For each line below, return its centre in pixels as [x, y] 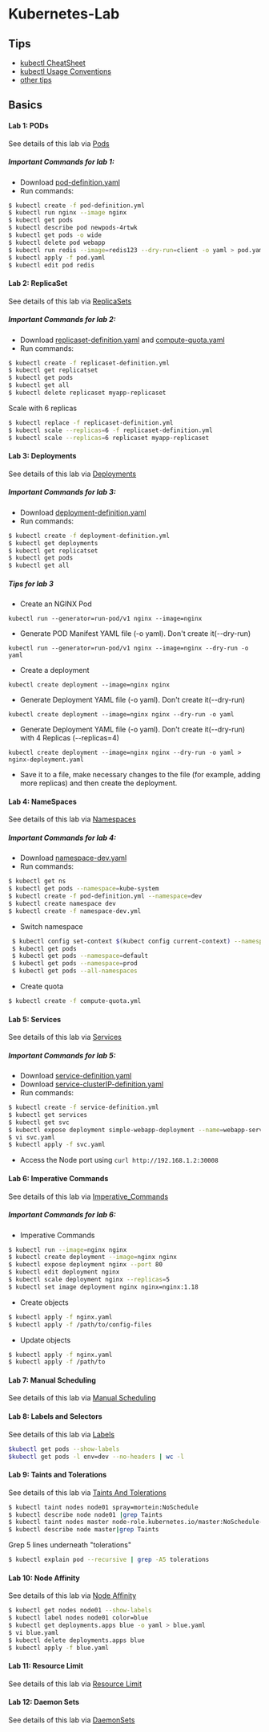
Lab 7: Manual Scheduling [52, 1380]
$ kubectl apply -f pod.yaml [57, 258]
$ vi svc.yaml [32, 1137]
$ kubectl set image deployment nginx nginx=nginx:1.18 [103, 1287]
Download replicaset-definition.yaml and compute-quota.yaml [122, 340]
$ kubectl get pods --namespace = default [80, 956]
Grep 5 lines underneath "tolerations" [70, 1545]
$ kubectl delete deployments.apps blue [77, 1640]
